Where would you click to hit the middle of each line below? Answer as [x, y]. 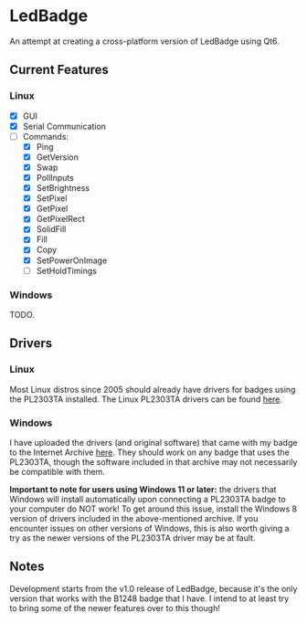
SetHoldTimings [67, 270]
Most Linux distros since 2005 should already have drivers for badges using [153, 389]
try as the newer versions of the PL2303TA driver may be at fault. [132, 538]
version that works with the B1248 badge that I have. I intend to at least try [149, 598]
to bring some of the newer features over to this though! [115, 607]
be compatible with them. [57, 471]
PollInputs [55, 178]
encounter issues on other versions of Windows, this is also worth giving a [149, 528]
